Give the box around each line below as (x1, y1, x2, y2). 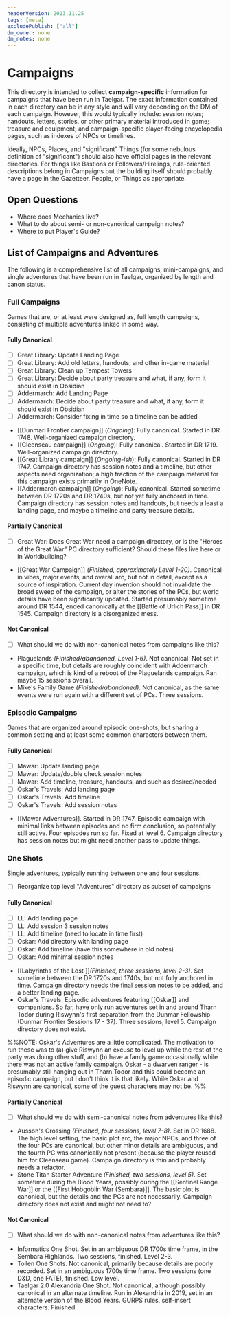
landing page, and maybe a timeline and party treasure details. (16, 506, 194, 514)
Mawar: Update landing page (16, 762, 100, 770)
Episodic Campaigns (7, 708, 78, 718)
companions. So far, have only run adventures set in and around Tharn (16, 1003, 218, 1011)
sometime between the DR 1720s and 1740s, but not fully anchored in (16, 973, 214, 982)
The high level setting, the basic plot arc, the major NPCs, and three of (16, 1134, 216, 1142)
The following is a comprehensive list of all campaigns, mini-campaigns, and (7, 265, 224, 274)
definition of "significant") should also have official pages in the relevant (7, 153, 211, 161)
